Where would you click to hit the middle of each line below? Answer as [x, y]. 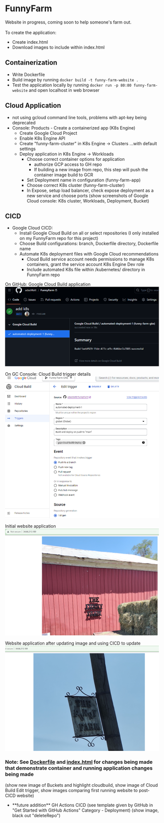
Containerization [31, 63]
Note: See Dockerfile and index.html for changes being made [79, 762]
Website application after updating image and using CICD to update [73, 643]
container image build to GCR [64, 175]
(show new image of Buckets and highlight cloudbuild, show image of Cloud [82, 785]
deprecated [24, 123]
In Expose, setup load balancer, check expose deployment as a [90, 190]
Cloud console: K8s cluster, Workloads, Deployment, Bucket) [88, 201]
